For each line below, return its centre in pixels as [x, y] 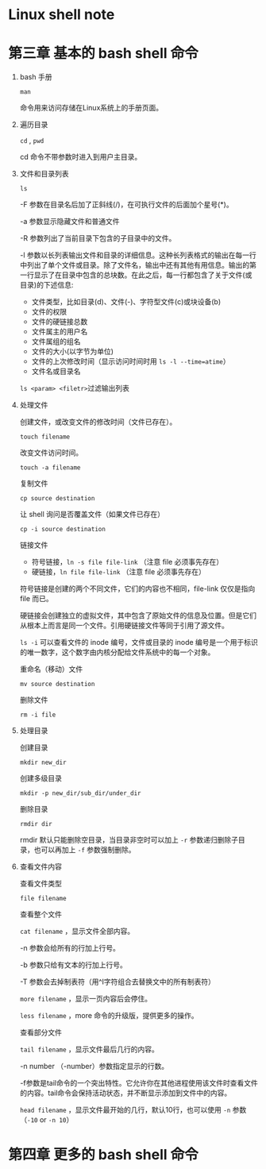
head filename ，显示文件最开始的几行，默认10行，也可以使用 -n [125, 1110]
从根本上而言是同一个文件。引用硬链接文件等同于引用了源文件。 [124, 626]
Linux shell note [62, 15]
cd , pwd [32, 141]
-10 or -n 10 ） [50, 1120]
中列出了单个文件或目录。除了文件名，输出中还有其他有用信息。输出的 [135, 265]
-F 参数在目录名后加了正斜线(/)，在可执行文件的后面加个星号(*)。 [126, 205]
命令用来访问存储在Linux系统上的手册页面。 [91, 108]
